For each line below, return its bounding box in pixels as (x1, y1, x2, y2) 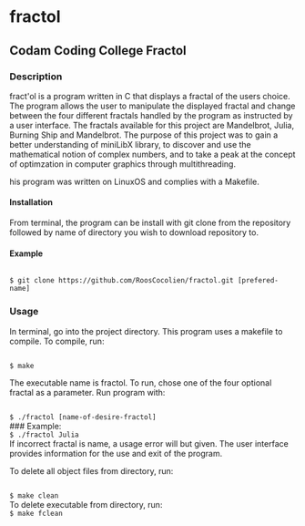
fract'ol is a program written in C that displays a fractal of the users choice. (9, 90, 290, 101)
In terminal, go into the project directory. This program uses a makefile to (9, 325, 283, 336)
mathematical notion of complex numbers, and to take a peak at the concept (9, 149, 296, 160)
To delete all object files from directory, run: (9, 465, 174, 476)
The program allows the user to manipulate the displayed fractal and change (9, 100, 296, 111)
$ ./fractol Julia (9, 430, 79, 439)
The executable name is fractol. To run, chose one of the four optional (9, 376, 272, 388)
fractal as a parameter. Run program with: (9, 387, 166, 397)
